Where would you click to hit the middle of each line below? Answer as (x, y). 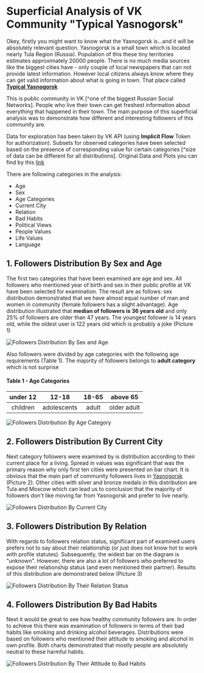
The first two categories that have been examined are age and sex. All (94, 278)
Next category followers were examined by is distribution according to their (101, 456)
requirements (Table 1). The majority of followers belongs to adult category (101, 360)
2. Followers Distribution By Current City (85, 442)
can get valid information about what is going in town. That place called (96, 80)
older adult (125, 407)
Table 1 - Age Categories (38, 381)
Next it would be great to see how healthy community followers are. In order (102, 619)
